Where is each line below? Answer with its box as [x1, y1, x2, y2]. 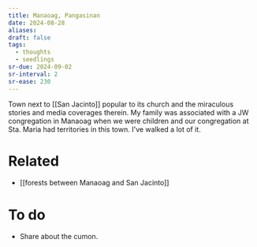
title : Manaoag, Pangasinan [8, 11, 101, 20]
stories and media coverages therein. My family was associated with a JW [8, 107, 249, 117]
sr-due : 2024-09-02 [8, 63, 73, 71]
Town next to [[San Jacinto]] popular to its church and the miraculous [8, 99, 234, 109]
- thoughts [15, 48, 51, 56]
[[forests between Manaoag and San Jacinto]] [19, 178, 169, 188]
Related [8, 152, 59, 170]
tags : [8, 41, 26, 49]
